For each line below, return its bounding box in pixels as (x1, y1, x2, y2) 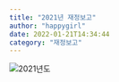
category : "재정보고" (9, 37, 82, 47)
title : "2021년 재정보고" (9, 12, 97, 22)
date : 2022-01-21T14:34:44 (9, 29, 110, 38)
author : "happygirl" (9, 21, 87, 30)
